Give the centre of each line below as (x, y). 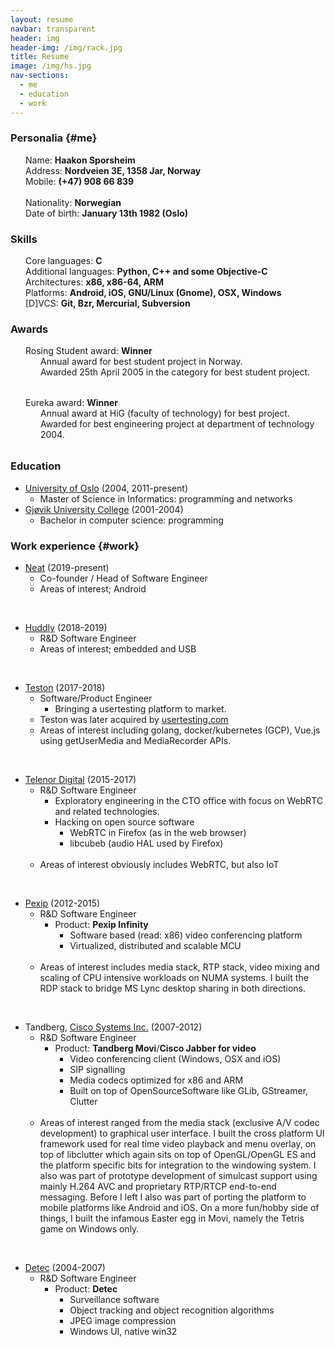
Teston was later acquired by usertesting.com (134, 720)
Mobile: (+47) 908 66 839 (80, 181)
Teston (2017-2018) (65, 688)
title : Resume (40, 57)
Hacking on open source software (124, 822)
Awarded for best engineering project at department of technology (177, 424)
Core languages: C (64, 261)
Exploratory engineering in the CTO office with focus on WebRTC (189, 801)
